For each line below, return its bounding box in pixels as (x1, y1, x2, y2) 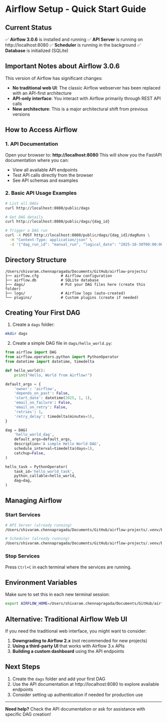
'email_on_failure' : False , (14, 400, 72, 405)
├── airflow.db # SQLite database (5, 277, 99, 283)
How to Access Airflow (5, 126, 78, 134)
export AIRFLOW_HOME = (5, 601, 50, 606)
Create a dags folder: (12, 321, 55, 327)
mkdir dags (5, 331, 28, 336)
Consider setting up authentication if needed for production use (12, 692, 143, 698)
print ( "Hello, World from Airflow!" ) (14, 373, 92, 378)
